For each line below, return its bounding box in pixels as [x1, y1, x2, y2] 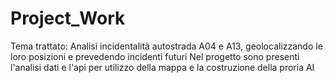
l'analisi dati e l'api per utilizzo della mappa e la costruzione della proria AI [10, 61, 315, 73]
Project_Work [10, 7, 126, 30]
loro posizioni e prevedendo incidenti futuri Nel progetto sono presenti [10, 50, 300, 62]
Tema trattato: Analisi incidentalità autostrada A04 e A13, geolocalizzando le [10, 40, 323, 52]
